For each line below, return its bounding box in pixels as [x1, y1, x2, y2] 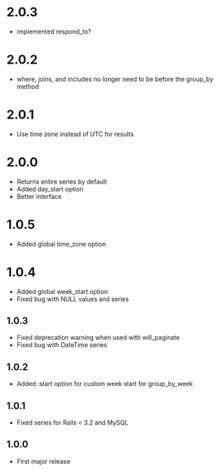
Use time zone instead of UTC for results [16, 130, 134, 138]
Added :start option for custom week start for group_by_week [16, 380, 193, 388]
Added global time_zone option [16, 239, 107, 248]
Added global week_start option [16, 287, 109, 295]
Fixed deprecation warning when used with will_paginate [16, 333, 180, 342]
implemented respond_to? [16, 27, 92, 36]
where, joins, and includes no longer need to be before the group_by [16, 75, 214, 83]
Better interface [16, 192, 62, 200]
